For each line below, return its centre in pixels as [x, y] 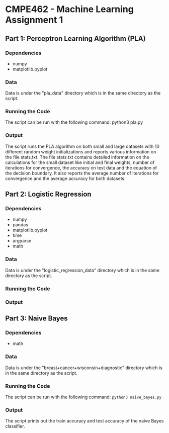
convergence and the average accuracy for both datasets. [65, 178]
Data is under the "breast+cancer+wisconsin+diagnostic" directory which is [84, 368]
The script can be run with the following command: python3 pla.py [74, 122]
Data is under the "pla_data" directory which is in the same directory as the [83, 93]
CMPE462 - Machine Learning [70, 9]
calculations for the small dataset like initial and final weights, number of [80, 162]
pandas [20, 225]
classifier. [15, 426]
